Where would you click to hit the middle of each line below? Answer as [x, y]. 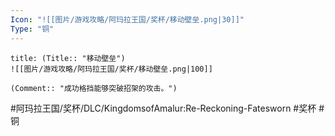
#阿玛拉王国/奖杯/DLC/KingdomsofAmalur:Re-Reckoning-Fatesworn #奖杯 [163, 108]
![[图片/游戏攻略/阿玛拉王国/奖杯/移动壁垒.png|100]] [111, 69]
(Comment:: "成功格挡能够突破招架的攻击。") [94, 88]
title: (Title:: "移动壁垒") [68, 58]
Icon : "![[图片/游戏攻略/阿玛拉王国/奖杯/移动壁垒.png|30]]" [127, 19]
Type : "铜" [32, 29]
